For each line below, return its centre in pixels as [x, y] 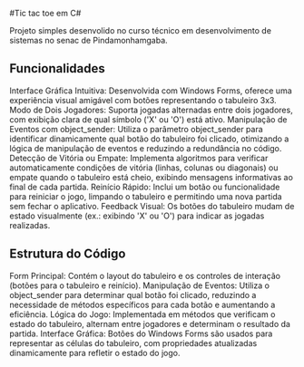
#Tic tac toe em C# [45, 13]
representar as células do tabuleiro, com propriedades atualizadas [133, 343]
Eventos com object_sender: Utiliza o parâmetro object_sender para [136, 129]
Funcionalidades [58, 68]
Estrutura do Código [68, 254]
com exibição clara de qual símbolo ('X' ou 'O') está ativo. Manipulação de [148, 119]
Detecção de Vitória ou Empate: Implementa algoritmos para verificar [139, 158]
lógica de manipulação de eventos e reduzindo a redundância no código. [146, 148]
